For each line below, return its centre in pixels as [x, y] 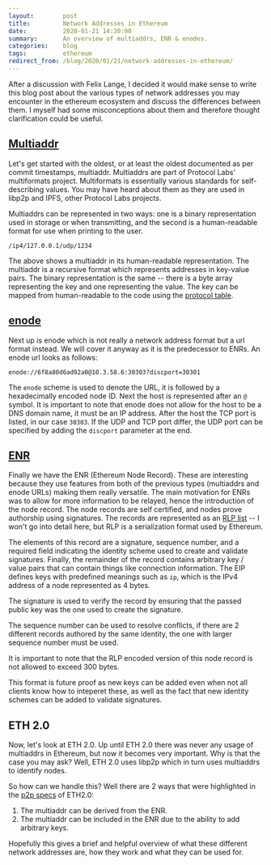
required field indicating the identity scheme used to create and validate [128, 551]
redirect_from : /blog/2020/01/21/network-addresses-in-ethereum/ [121, 62]
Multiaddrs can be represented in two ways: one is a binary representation [132, 213]
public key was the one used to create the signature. [96, 610]
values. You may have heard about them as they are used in [145, 189]
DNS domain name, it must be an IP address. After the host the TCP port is [132, 413]
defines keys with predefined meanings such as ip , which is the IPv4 [123, 577]
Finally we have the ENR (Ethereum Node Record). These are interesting [128, 475]
